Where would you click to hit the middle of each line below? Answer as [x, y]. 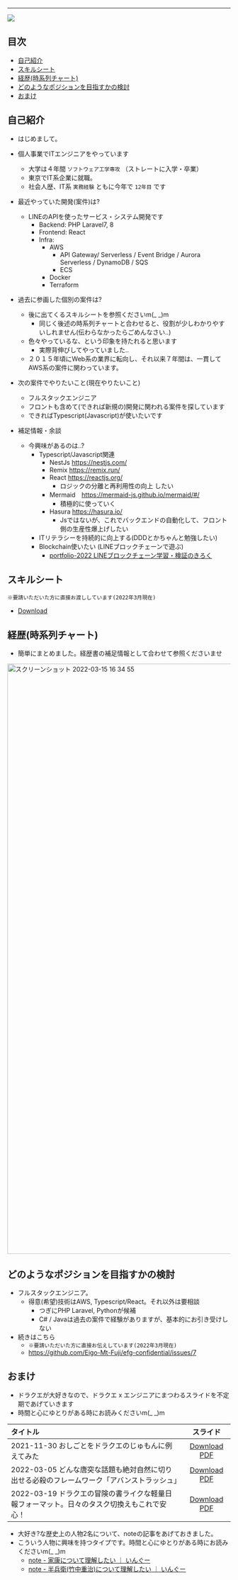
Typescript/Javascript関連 [77, 454]
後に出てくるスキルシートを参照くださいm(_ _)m [98, 314]
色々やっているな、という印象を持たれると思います [102, 341]
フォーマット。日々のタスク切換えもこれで [89, 1504]
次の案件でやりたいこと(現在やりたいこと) [79, 383]
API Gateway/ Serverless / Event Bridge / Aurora [130, 254]
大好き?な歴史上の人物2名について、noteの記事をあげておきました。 [117, 1533]
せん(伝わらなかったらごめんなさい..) [117, 332]
